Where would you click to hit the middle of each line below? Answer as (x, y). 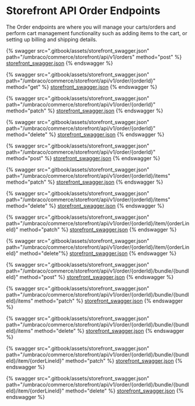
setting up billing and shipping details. (52, 39)
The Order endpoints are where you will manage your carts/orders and (91, 27)
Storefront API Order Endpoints (83, 11)
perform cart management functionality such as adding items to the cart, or (97, 33)
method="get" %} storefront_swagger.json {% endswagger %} (82, 87)
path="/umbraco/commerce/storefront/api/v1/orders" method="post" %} (94, 57)
